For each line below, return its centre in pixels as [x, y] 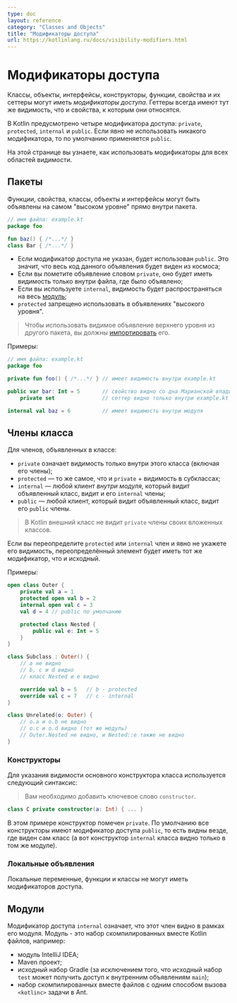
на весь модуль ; [42, 296]
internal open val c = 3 [56, 605]
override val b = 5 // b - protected [79, 689]
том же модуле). [32, 845]
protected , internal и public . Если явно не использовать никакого [107, 131]
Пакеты [25, 182]
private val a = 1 [47, 592]
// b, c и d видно [47, 670]
